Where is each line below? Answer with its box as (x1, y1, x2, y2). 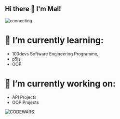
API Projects (12, 94, 37, 100)
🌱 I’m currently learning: (5, 35, 104, 46)
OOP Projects (12, 99, 39, 105)
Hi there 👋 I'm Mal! (5, 5, 61, 13)
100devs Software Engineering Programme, (12, 51, 99, 56)
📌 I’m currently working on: (5, 78, 116, 89)
